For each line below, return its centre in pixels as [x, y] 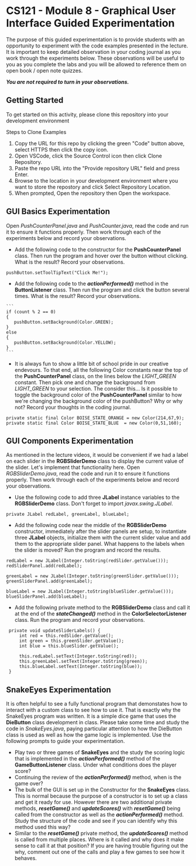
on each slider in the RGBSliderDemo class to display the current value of [95, 461]
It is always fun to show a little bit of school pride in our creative [91, 364]
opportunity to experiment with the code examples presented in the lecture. [97, 46]
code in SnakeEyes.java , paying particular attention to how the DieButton [94, 729]
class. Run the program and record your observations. [80, 620]
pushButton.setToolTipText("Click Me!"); [57, 273]
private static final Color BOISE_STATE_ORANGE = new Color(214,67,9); [95, 418]
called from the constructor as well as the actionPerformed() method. [99, 814]
